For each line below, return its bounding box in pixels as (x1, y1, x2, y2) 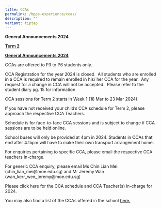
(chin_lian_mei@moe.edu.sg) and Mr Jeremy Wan (5, 169, 104, 175)
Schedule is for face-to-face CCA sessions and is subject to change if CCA (5, 120, 155, 126)
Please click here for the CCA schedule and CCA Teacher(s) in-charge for (5, 183, 153, 189)
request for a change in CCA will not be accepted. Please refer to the (5, 82, 144, 88)
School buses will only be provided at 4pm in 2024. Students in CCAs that (5, 134, 153, 140)
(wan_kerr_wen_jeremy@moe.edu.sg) (5, 174, 81, 179)
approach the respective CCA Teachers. (5, 111, 85, 117)
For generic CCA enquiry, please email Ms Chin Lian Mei (5, 163, 118, 169)
